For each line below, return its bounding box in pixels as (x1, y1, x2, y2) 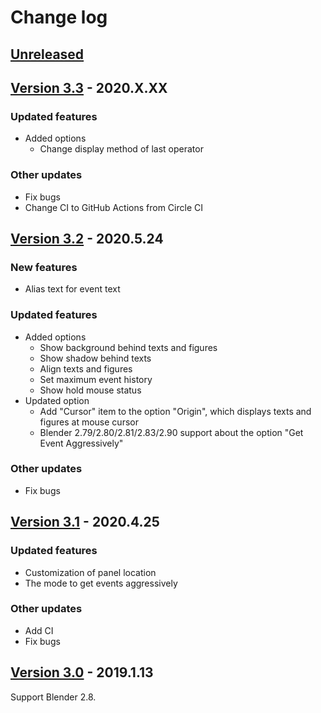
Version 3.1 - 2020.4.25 (10, 514, 160, 531)
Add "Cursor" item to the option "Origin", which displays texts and (39, 405, 312, 417)
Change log (10, 6, 108, 29)
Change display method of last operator (39, 143, 204, 155)
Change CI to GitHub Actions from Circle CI (24, 201, 203, 213)
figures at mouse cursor (39, 416, 139, 428)
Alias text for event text (24, 283, 121, 295)
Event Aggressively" (39, 437, 124, 449)
